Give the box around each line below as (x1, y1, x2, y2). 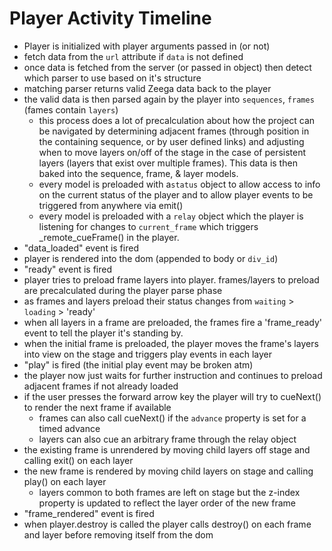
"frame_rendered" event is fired (23, 507, 155, 519)
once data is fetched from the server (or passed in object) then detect (23, 61, 312, 73)
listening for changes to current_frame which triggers (38, 220, 259, 232)
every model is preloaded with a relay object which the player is (38, 210, 304, 222)
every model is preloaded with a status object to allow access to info (38, 178, 321, 190)
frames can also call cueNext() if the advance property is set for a (38, 412, 307, 424)
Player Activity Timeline (9, 7, 212, 30)
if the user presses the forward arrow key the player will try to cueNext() (23, 390, 322, 402)
